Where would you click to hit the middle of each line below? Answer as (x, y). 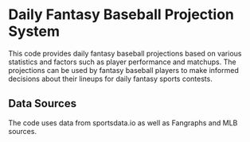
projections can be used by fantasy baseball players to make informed (123, 70)
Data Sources (43, 104)
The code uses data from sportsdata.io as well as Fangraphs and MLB (123, 123)
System (34, 31)
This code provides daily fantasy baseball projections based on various (125, 53)
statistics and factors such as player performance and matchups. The (122, 62)
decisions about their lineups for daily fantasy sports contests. (110, 79)
